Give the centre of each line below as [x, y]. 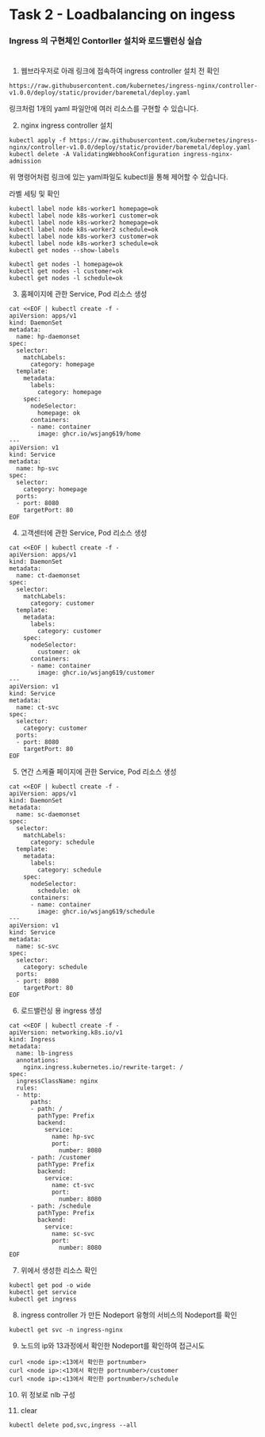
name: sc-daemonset [48, 814]
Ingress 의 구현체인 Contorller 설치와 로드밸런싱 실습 [106, 41]
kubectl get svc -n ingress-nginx [66, 1330]
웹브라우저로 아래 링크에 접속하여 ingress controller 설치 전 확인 [120, 71]
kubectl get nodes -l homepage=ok [66, 264]
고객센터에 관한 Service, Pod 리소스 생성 [84, 533]
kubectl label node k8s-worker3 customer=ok [84, 237]
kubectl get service [43, 1293]
